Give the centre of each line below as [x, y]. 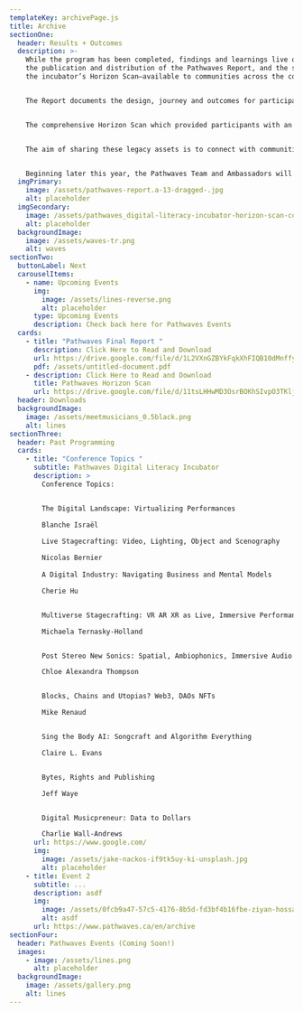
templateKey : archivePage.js [64, 18]
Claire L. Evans [72, 753]
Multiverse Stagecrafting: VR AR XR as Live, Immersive [149, 615]
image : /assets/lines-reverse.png [106, 299]
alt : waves [46, 249]
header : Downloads [52, 400]
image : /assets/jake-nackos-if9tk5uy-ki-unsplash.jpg [145, 859]
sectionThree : [36, 434]
